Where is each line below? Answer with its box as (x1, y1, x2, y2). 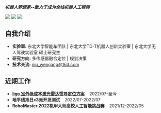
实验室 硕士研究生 (25, 49, 61, 55)
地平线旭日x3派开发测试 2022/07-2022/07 (12, 97, 101, 102)
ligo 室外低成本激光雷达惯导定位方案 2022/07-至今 (12, 91, 117, 97)
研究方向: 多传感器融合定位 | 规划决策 (12, 55, 87, 61)
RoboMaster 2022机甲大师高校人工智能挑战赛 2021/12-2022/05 (12, 103, 144, 109)
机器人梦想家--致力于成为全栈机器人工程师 (5, 4, 90, 10)
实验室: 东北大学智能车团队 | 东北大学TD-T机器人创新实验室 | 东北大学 (12, 43, 152, 49)
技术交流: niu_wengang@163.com (12, 61, 80, 67)
